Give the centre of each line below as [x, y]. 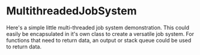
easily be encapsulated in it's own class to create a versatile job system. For [100, 33]
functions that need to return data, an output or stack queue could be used [99, 40]
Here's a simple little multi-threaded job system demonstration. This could [98, 27]
